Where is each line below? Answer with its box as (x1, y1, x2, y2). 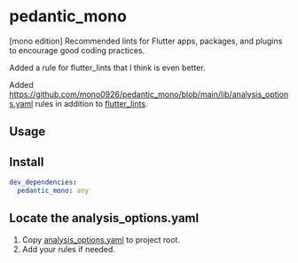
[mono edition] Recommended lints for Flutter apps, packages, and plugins (9, 36, 283, 46)
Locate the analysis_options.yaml (9, 211, 200, 226)
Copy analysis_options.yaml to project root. (21, 234, 180, 245)
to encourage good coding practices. (9, 44, 145, 55)
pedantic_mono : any (17, 187, 90, 195)
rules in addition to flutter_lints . (35, 98, 148, 108)
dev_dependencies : (9, 178, 77, 187)
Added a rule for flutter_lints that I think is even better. (9, 62, 206, 73)
